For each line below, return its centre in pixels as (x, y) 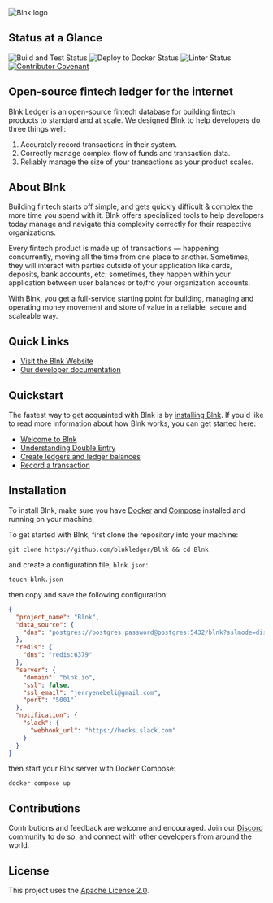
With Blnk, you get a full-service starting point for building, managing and (131, 299)
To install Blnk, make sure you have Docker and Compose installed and (127, 510)
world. (19, 845)
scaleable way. (33, 316)
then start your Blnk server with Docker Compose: (92, 769)
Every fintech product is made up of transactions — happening (114, 249)
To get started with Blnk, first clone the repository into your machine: (123, 534)
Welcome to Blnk (48, 440)
